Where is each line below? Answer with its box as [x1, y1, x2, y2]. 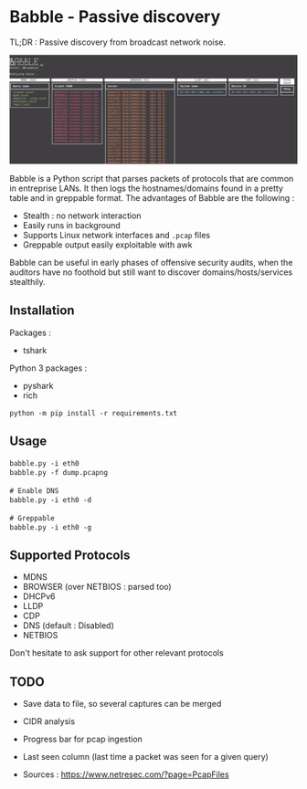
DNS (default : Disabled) [22, 620, 114, 631]
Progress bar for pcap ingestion [22, 733, 143, 745]
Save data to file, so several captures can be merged [22, 699, 222, 710]
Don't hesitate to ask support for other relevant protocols [9, 647, 224, 658]
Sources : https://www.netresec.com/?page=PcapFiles [22, 769, 230, 780]
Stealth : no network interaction [22, 210, 142, 221]
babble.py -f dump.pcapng [9, 468, 108, 477]
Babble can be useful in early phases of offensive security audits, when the [9, 257, 293, 268]
